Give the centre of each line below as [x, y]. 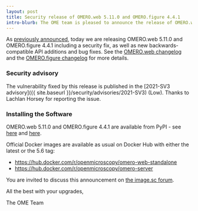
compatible [20, 52]
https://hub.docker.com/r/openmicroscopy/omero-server [84, 168]
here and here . [24, 133]
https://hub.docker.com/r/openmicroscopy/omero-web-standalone [96, 162]
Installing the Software [39, 114]
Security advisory [32, 73]
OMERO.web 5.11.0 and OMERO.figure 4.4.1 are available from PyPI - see [94, 127]
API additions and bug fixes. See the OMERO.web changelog [108, 52]
